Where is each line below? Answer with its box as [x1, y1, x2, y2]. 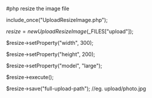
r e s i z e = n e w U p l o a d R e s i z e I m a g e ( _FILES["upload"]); [6, 28, 134, 35]
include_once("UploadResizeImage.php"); [6, 17, 108, 23]
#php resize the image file [6, 5, 70, 12]
